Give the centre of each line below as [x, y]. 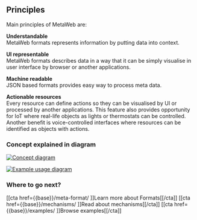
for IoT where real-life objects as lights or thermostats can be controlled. [96, 116]
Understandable [27, 36]
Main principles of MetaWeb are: [47, 24]
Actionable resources [34, 96]
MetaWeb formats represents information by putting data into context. [93, 42]
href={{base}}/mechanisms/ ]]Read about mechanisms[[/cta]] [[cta [90, 204]
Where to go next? [34, 185]
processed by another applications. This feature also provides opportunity [98, 109]
